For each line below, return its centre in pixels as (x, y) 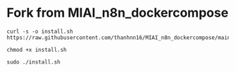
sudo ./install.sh (33, 62)
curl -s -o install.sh (40, 31)
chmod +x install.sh (37, 50)
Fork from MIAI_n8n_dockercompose (118, 13)
